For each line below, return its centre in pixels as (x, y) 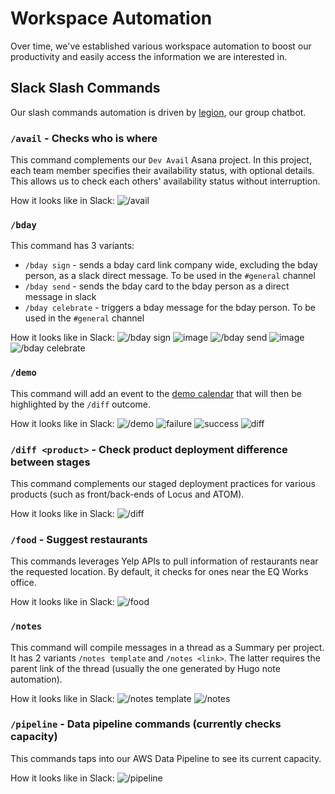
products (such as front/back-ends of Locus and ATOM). (127, 494)
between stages (50, 462)
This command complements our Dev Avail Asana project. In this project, (161, 160)
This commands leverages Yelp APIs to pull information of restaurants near (164, 561)
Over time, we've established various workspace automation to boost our (161, 46)
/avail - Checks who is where (84, 138)
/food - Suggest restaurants (79, 539)
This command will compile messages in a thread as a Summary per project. (167, 647)
